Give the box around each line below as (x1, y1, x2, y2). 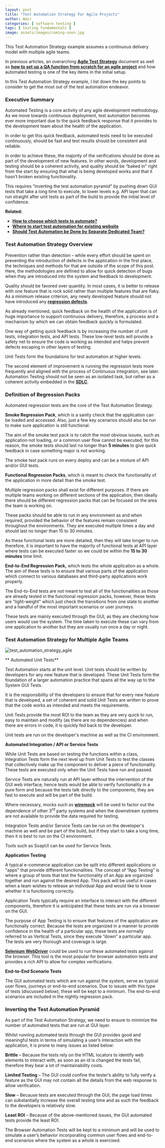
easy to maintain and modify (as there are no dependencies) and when (5, 717, 148, 723)
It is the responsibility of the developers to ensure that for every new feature (5, 692, 160, 698)
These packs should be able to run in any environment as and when (5, 512, 142, 518)
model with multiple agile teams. (5, 49, 71, 55)
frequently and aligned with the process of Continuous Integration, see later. (5, 368, 160, 374)
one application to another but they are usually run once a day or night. (5, 624, 149, 630)
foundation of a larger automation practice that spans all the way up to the (5, 677, 155, 683)
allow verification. (5, 1082, 41, 1089)
